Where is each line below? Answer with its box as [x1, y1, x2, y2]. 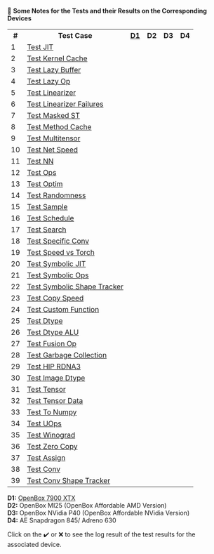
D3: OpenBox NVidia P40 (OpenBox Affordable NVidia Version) [7, 509, 190, 517]
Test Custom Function [27, 305, 100, 314]
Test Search [27, 225, 67, 235]
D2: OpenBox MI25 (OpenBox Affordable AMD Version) [7, 501, 167, 509]
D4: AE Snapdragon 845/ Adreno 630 [7, 516, 116, 525]
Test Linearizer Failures [27, 99, 104, 109]
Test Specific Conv [27, 236, 90, 246]
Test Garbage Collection [27, 350, 107, 360]
